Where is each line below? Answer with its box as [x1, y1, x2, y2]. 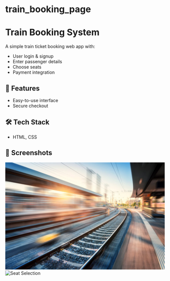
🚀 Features [5, 84, 40, 92]
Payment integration [12, 69, 55, 75]
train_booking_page [5, 4, 91, 15]
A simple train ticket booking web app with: [5, 43, 95, 50]
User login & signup [12, 53, 54, 59]
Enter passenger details [12, 59, 62, 65]
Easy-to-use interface [12, 97, 59, 103]
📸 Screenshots [5, 149, 53, 157]
